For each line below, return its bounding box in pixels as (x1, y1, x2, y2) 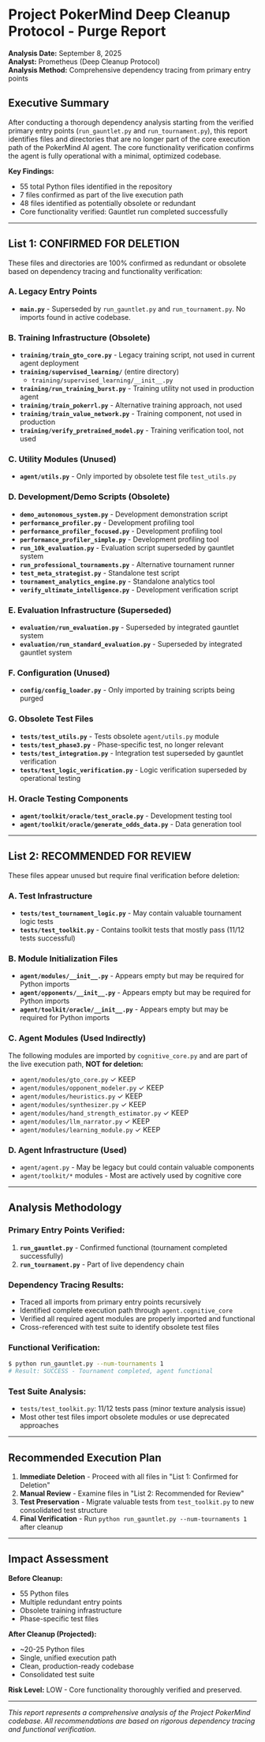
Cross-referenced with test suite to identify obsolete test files (19, 1322, 219, 1331)
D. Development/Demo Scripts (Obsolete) (8, 491, 170, 502)
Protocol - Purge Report (8, 22, 166, 40)
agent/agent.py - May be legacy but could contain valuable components (19, 1162, 255, 1172)
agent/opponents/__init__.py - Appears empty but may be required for (19, 988, 251, 997)
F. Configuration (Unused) (8, 667, 110, 678)
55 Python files (19, 1589, 69, 1598)
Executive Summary (8, 96, 110, 110)
